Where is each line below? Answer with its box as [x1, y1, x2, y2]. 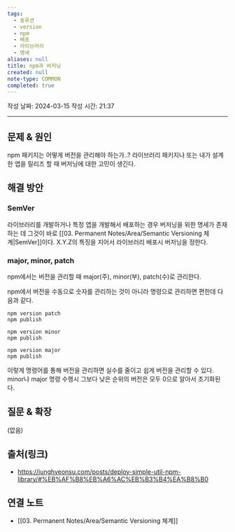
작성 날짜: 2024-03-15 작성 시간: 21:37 [7, 102, 115, 111]
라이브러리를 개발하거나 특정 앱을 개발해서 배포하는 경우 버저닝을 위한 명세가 [7, 220, 215, 228]
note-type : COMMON [7, 75, 61, 83]
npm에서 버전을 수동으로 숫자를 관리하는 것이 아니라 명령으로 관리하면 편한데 [7, 288, 216, 296]
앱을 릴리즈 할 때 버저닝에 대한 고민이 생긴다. [14, 160, 136, 168]
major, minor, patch [7, 255, 75, 265]
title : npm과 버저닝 [7, 62, 62, 69]
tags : [7, 10, 23, 17]
